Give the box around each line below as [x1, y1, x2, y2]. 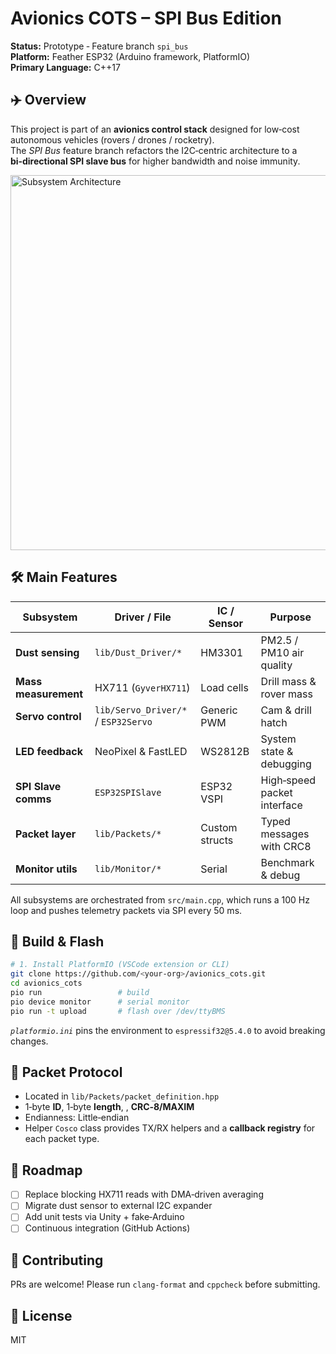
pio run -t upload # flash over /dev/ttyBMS [10, 1006, 226, 1016]
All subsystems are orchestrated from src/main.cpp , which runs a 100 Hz [10, 893, 310, 906]
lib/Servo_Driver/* [94, 704, 188, 716]
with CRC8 [260, 839, 312, 853]
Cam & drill [260, 703, 312, 717]
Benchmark [260, 855, 315, 869]
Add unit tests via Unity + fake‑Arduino [24, 1211, 185, 1223]
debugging [260, 757, 312, 771]
